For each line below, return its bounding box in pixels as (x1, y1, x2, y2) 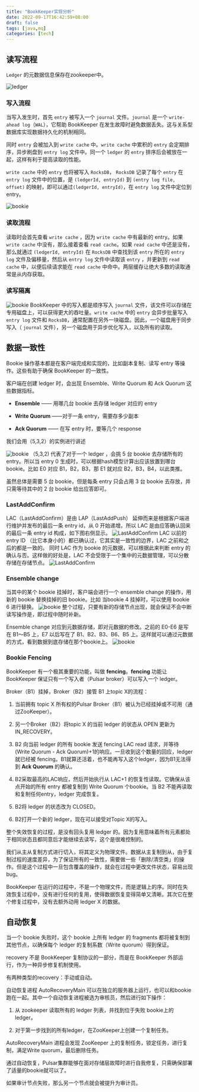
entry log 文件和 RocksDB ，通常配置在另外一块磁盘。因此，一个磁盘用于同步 (6, 316, 192, 323)
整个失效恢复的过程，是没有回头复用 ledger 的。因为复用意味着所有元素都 (6, 828, 186, 835)
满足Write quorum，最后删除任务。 (16, 1047, 102, 1054)
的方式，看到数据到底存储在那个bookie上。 (6, 638, 111, 645)
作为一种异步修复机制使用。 (16, 961, 84, 968)
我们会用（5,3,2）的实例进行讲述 (6, 437, 86, 444)
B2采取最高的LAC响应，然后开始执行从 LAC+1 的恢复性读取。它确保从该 (14, 775, 191, 782)
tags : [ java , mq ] (6, 25, 46, 31)
